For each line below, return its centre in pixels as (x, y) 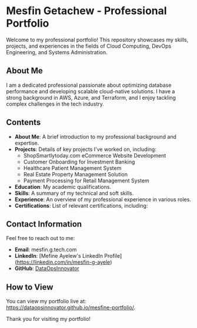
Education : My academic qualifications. (63, 186)
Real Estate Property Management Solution (76, 174)
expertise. (27, 143)
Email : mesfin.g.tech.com (46, 250)
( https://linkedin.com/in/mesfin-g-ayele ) (63, 262)
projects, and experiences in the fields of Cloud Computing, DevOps (89, 46)
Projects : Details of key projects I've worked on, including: (86, 149)
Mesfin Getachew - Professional (86, 11)
